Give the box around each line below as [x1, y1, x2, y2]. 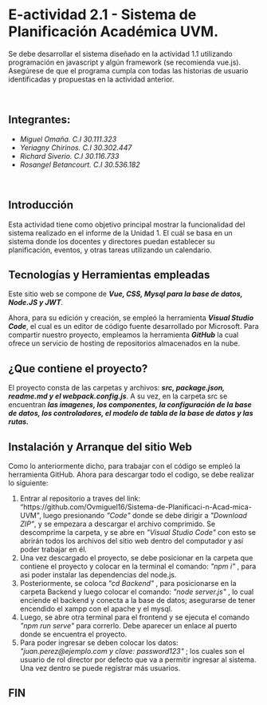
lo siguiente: [8, 478, 49, 488]
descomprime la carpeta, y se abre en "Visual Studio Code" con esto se [19, 528, 257, 537]
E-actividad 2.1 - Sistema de [8, 6, 197, 24]
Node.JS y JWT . [8, 298, 64, 307]
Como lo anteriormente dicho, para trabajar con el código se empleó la [8, 461, 241, 470]
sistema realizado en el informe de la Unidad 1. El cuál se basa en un [8, 228, 233, 237]
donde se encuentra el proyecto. [19, 629, 128, 639]
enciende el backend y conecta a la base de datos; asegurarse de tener [19, 596, 256, 604]
